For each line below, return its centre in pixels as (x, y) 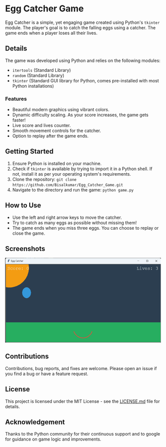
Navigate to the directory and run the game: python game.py (73, 190)
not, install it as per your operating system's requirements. (72, 174)
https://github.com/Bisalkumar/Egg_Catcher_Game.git (68, 185)
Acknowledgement (35, 422)
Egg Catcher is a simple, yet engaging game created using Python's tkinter (83, 22)
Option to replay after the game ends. (50, 136)
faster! (19, 120)
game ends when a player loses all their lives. (51, 33)
